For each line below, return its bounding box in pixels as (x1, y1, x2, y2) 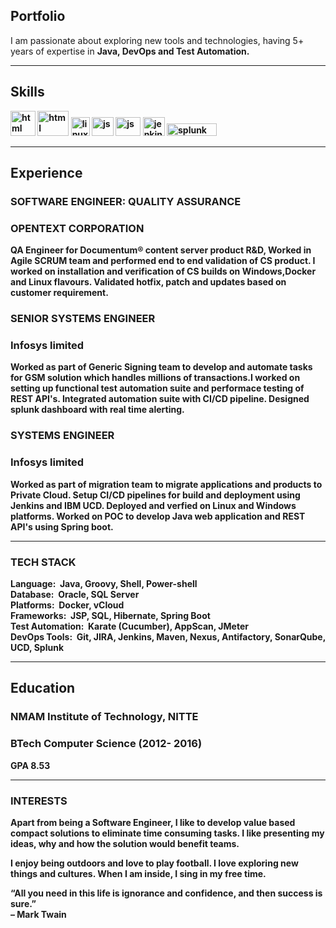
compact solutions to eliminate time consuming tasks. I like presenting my (10, 827, 325, 839)
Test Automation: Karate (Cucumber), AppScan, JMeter (10, 620, 249, 632)
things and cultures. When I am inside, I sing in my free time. (10, 867, 267, 879)
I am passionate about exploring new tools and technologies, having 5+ (10, 34, 305, 46)
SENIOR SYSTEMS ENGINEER (10, 312, 156, 326)
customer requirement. (10, 287, 109, 299)
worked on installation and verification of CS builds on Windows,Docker (10, 265, 317, 278)
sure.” (10, 897, 37, 909)
